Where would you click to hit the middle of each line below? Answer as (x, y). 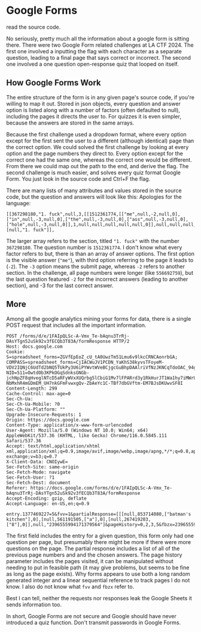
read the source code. (33, 27)
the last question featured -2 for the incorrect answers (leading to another (97, 279)
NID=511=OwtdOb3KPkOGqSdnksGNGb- (48, 373)
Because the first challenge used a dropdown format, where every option (96, 134)
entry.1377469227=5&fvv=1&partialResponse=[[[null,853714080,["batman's (99, 514)
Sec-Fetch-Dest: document (38, 482)
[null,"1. (19, 230)
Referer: (17, 488)
